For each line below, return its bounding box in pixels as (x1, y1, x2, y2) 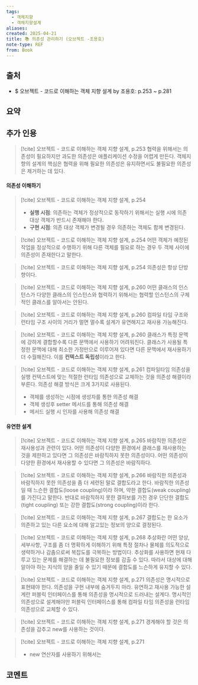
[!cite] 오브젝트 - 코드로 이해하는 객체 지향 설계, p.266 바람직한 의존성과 (20, 472, 187, 479)
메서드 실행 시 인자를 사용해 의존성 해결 (29, 408, 120, 415)
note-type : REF (6, 42, 44, 48)
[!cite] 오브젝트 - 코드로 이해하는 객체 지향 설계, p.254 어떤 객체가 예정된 (20, 236, 189, 243)
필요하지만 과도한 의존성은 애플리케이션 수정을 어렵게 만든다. (36, 152, 176, 160)
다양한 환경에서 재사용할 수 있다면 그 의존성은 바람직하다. (20, 459, 152, 467)
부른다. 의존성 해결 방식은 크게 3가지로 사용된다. (20, 380, 131, 388)
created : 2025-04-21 (6, 31, 57, 37)
